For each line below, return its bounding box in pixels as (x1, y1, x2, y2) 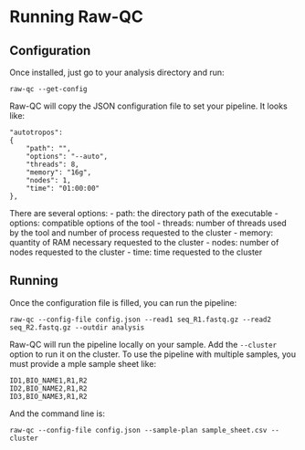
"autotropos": (9, 128, 64, 137)
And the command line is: (9, 408, 105, 419)
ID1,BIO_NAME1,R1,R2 (9, 376, 89, 385)
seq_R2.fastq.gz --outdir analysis (9, 322, 145, 332)
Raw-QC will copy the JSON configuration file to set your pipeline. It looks (9, 100, 288, 111)
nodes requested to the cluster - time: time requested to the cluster (9, 246, 263, 257)
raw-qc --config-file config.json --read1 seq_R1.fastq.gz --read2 (9, 315, 272, 324)
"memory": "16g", (26, 168, 92, 177)
